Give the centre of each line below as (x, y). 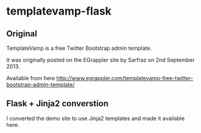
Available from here (31, 78)
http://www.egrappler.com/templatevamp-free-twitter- (125, 78)
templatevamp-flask (59, 11)
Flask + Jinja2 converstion (57, 104)
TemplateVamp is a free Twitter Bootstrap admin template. (79, 48)
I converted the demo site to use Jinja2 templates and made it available (96, 118)
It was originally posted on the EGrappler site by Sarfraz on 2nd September (100, 60)
